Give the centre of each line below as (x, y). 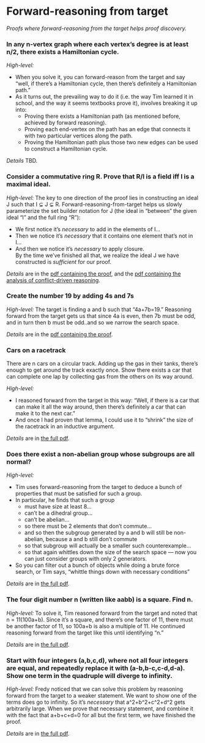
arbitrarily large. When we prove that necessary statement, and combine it (100, 709)
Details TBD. (22, 161)
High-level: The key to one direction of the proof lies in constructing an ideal (102, 198)
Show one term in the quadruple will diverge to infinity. (89, 676)
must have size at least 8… (58, 507)
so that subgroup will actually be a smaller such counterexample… (108, 546)
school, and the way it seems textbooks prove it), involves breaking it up (106, 103)
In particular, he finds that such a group (65, 500)
